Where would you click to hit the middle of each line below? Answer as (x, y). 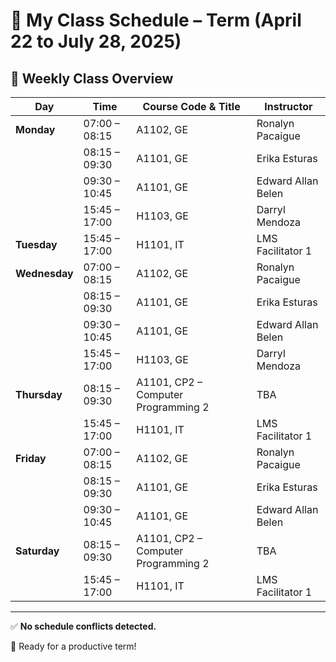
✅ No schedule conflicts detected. (83, 626)
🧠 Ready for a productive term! (73, 646)
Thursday (39, 394)
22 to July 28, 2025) (96, 41)
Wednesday (44, 273)
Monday (35, 129)
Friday (31, 458)
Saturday (37, 551)
